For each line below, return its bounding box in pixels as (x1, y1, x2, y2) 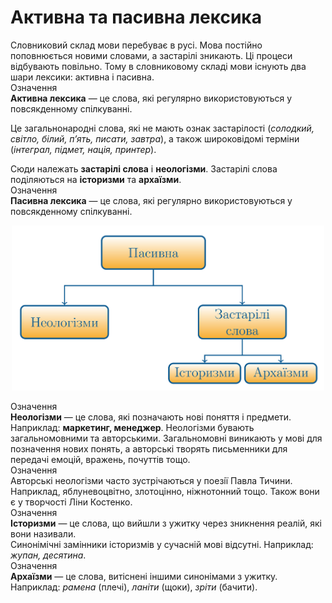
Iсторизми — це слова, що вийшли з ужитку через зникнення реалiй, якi (10, 517, 322, 530)
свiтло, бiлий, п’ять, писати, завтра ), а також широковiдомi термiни (10, 132, 300, 145)
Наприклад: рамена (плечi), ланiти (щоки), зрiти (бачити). (10, 581, 258, 593)
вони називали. (10, 528, 77, 540)
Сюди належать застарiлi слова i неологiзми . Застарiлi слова (10, 162, 278, 175)
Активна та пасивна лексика (10, 6, 262, 29)
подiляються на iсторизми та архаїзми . (10, 173, 182, 185)
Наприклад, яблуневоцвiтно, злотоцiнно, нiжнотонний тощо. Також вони (10, 486, 320, 498)
